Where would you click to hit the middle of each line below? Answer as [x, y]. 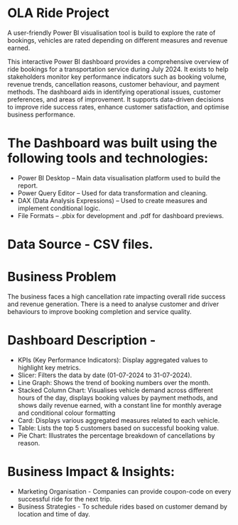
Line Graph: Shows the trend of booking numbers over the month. [114, 382]
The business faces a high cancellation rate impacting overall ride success [117, 297]
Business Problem [62, 277]
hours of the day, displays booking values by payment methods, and [118, 397]
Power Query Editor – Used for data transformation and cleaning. [113, 193]
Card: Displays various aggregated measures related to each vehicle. [119, 420]
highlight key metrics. [49, 367]
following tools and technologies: [108, 158]
